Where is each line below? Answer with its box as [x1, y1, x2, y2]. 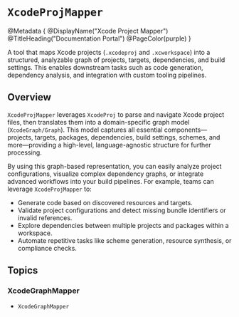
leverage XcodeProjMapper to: [7, 185, 92, 193]
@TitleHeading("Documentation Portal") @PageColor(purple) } [7, 34, 192, 43]
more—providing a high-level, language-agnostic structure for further [7, 140, 211, 149]
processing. [7, 148, 43, 157]
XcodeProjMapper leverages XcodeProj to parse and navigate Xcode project [7, 110, 225, 119]
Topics [7, 264, 38, 276]
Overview [7, 91, 52, 103]
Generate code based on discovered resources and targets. [17, 198, 193, 207]
